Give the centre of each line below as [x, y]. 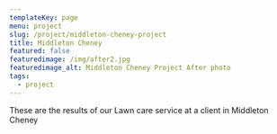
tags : [19, 76]
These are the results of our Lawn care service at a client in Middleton [139, 110]
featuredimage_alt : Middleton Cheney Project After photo [120, 68]
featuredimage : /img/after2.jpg [70, 59]
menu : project [36, 26]
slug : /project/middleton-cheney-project [88, 34]
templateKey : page [44, 18]
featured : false [40, 51]
